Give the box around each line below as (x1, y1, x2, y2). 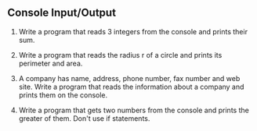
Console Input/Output (7, 6, 117, 19)
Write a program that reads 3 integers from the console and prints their (18, 27, 248, 36)
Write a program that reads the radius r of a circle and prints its (18, 50, 223, 59)
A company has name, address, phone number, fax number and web (18, 73, 241, 83)
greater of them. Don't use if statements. (18, 113, 150, 123)
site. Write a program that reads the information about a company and (18, 82, 244, 91)
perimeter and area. (18, 58, 83, 68)
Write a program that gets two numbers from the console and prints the (18, 105, 250, 115)
